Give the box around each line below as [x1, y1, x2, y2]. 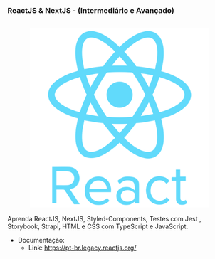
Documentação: [17, 236, 65, 244]
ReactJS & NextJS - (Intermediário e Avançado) [7, 6, 174, 16]
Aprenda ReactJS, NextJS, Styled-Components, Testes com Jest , [7, 214, 201, 223]
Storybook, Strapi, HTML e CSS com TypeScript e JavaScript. [7, 222, 189, 231]
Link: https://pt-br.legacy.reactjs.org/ [28, 243, 137, 252]
